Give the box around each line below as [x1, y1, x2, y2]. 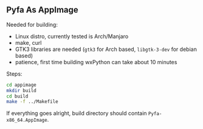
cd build [6, 93, 29, 99]
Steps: [6, 70, 22, 78]
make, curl [15, 39, 42, 46]
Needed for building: [6, 21, 58, 28]
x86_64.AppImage [6, 117, 47, 124]
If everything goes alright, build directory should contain [6, 110, 147, 117]
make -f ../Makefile [6, 99, 59, 105]
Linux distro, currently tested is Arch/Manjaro [15, 33, 129, 40]
